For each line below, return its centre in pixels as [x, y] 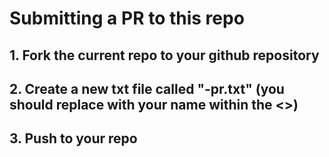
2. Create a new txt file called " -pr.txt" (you [147, 88]
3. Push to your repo [73, 138]
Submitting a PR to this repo [127, 18]
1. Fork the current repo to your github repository [164, 55]
